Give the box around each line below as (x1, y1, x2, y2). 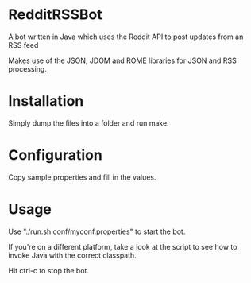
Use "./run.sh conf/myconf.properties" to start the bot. (8, 227, 186, 236)
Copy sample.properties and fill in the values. (8, 173, 156, 182)
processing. (8, 64, 48, 73)
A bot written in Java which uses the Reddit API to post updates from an (8, 32, 244, 41)
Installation (8, 92, 84, 110)
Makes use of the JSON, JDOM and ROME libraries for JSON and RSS (8, 56, 237, 65)
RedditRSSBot (8, 6, 102, 24)
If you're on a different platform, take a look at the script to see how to (8, 242, 237, 251)
